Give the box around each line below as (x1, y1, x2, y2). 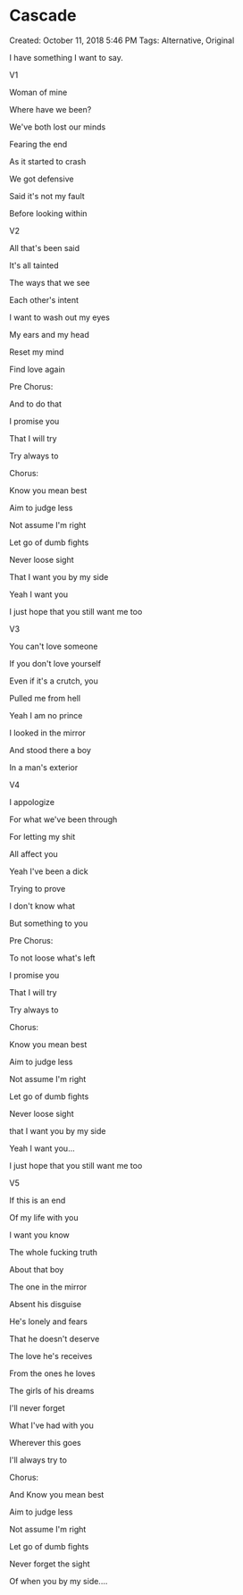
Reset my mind (9, 346, 64, 357)
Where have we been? (9, 104, 92, 114)
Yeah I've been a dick (9, 866, 89, 877)
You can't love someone (9, 641, 98, 651)
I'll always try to (9, 1454, 67, 1465)
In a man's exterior (9, 761, 79, 773)
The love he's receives (9, 1350, 93, 1361)
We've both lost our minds (9, 122, 106, 132)
